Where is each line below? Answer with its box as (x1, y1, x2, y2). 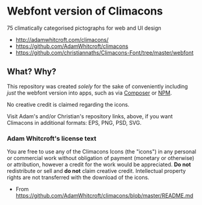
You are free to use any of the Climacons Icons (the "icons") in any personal (7, 148, 197, 155)
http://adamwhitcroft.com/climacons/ (15, 36, 109, 43)
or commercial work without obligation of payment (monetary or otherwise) (7, 155, 195, 162)
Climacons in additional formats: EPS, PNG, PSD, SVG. (7, 119, 142, 126)
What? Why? (7, 67, 57, 77)
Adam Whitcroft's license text (7, 134, 97, 143)
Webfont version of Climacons (7, 4, 163, 18)
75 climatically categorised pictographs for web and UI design (7, 24, 162, 32)
